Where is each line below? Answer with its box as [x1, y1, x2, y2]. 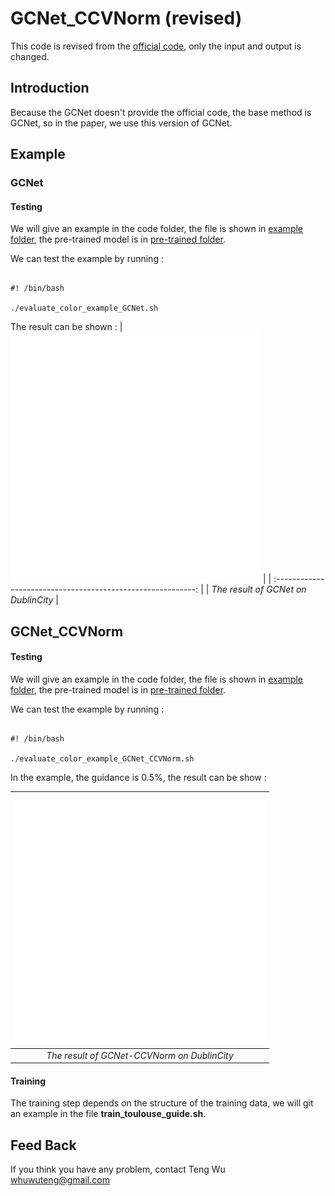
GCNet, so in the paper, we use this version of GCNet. [10, 117, 233, 129]
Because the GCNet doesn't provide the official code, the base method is [10, 106, 312, 118]
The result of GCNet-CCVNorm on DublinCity [46, 1049, 234, 1061]
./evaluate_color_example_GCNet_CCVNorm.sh [10, 753, 195, 764]
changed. [10, 50, 50, 62]
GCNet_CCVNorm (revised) [10, 7, 243, 30]
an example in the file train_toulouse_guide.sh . [10, 1108, 207, 1120]
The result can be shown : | [10, 321, 123, 333]
